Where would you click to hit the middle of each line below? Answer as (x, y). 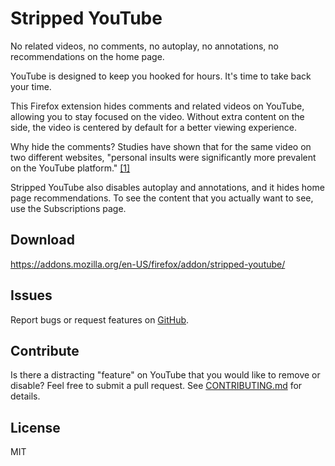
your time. (31, 86)
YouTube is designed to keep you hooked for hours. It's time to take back (161, 76)
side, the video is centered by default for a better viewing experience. (154, 127)
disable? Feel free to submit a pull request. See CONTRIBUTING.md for (156, 386)
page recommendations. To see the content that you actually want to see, (162, 198)
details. (25, 396)
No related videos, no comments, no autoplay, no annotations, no (144, 46)
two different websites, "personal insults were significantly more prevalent (163, 157)
